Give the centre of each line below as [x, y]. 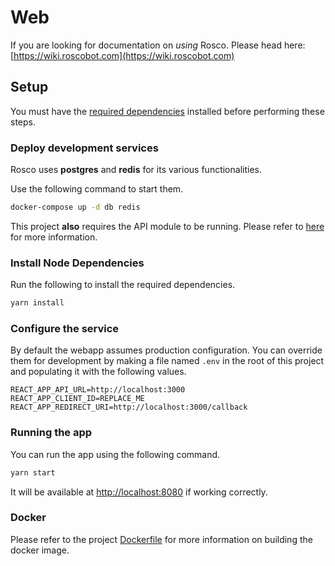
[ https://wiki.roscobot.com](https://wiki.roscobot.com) [122, 55]
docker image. [40, 550]
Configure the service [65, 329]
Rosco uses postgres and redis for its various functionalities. [136, 170]
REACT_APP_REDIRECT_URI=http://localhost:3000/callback [129, 407]
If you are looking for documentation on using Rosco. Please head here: [158, 45]
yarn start [33, 472]
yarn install [37, 303]
